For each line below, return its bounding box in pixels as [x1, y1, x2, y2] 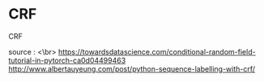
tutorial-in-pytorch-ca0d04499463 [8, 55, 126, 65]
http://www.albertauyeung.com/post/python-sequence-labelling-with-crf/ [8, 64, 256, 73]
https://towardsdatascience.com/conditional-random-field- [57, 47, 257, 56]
